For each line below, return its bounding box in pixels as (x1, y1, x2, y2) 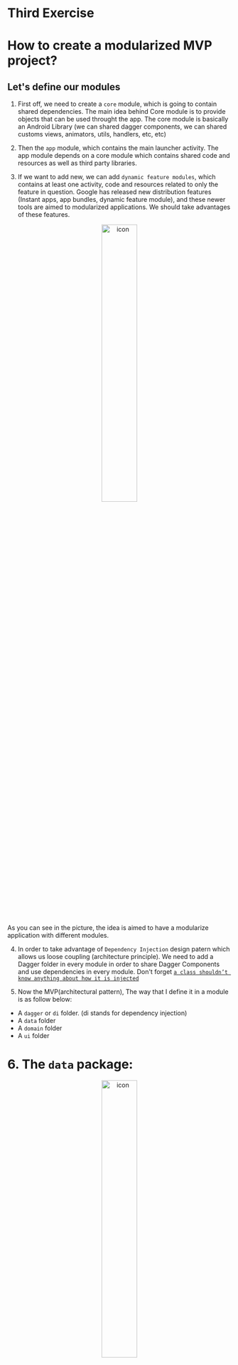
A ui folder (17, 1032, 50, 1040)
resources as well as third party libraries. (17, 159, 137, 168)
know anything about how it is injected (17, 975, 139, 983)
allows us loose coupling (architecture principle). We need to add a (17, 953, 214, 961)
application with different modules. (7, 931, 109, 940)
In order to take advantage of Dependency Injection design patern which (17, 945, 230, 953)
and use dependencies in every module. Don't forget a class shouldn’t (17, 968, 229, 976)
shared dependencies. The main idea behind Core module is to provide (17, 107, 226, 116)
